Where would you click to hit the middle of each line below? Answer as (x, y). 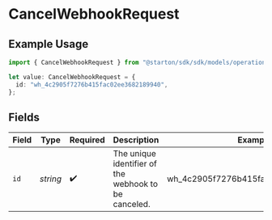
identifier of (135, 164)
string (51, 179)
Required (87, 140)
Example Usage (49, 44)
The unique (134, 154)
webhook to (136, 184)
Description (136, 140)
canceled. (132, 205)
